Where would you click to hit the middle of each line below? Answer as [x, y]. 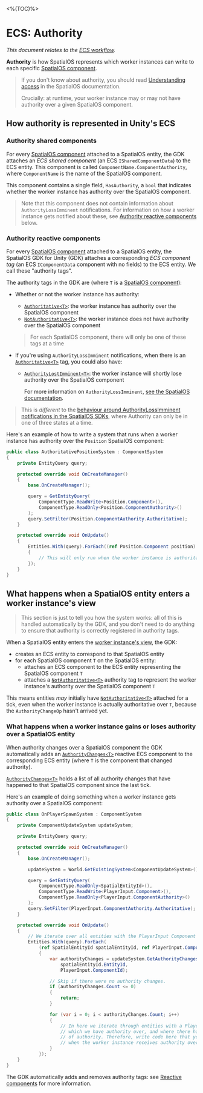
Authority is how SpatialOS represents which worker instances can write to [100, 61]
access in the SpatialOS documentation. [71, 86]
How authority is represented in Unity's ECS [91, 124]
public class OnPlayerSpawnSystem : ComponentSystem [74, 814]
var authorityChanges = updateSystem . [98, 959]
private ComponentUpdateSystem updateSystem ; [76, 826]
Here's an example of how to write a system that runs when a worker [92, 434]
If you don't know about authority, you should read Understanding [103, 80]
